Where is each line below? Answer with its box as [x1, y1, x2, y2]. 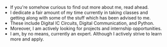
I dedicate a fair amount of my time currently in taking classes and [10, 9, 148, 15]
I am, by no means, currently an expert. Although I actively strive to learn [10, 31, 162, 36]
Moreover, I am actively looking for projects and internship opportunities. [10, 25, 162, 31]
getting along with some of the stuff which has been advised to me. [10, 15, 151, 20]
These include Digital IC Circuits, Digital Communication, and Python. [10, 20, 154, 26]
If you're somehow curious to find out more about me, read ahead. [10, 4, 149, 10]
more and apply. [10, 36, 44, 42]
